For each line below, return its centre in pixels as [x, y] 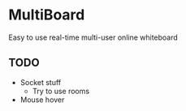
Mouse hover [42, 100]
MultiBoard [47, 15]
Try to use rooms [61, 91]
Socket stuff [41, 82]
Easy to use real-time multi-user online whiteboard [93, 37]
